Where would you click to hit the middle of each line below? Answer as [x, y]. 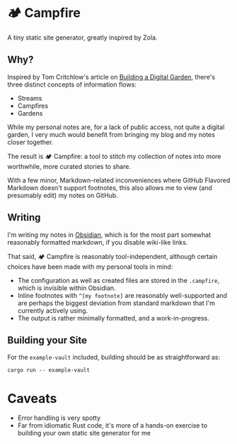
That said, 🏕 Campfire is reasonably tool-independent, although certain [112, 256]
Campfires [33, 106]
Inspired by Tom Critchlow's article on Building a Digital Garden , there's [111, 77]
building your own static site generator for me [84, 433]
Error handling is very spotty [59, 418]
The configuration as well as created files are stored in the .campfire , [118, 280]
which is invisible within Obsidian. [67, 288]
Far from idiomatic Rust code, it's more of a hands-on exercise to [112, 426]
